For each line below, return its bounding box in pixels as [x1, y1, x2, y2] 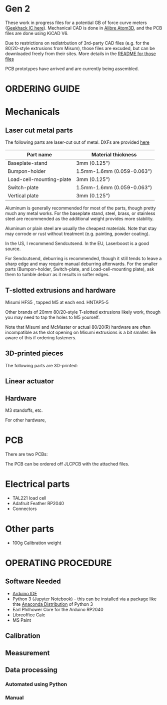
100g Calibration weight [12, 540, 61, 546]
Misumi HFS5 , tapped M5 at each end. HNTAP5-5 [5, 299, 109, 305]
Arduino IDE [12, 590, 37, 596]
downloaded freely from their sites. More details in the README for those [5, 51, 156, 57]
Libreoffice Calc [12, 612, 46, 618]
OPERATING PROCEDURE [5, 557, 112, 569]
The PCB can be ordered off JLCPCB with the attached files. [5, 460, 129, 466]
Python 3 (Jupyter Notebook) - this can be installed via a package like [12, 596, 156, 602]
